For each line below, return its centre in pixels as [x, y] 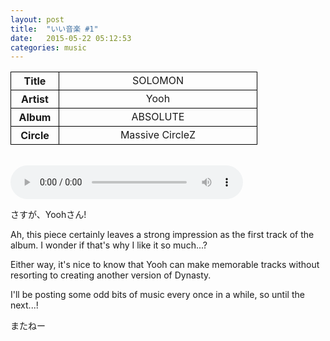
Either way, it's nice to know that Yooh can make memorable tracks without [165, 265]
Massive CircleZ [158, 135]
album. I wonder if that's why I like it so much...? [109, 245]
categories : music [48, 47]
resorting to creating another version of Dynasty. [111, 275]
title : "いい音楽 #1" [54, 29]
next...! [24, 305]
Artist [35, 99]
